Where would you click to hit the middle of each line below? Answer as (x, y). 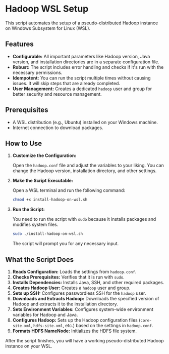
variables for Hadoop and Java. (45, 314)
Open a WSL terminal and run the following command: (69, 190)
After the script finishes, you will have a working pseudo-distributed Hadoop (84, 340)
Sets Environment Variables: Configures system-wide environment (83, 309)
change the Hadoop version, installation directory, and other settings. (84, 171)
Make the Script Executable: (43, 181)
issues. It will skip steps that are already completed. (66, 83)
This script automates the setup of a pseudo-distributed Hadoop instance (82, 23)
